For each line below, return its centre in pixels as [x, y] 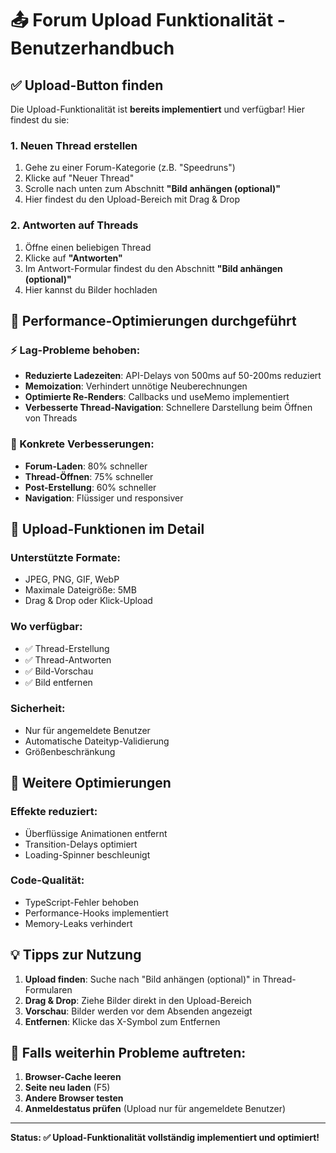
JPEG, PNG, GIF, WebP [72, 579]
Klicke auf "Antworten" [73, 258]
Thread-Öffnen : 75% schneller [89, 476]
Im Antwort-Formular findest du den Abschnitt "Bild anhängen [153, 268]
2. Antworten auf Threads [74, 225]
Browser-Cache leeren [73, 1077]
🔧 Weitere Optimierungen [91, 783]
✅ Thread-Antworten [68, 659]
